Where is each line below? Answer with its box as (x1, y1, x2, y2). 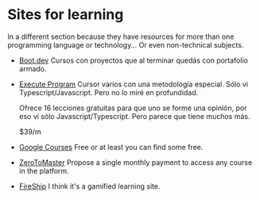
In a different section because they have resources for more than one (7, 32, 235, 41)
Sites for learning (7, 6, 124, 24)
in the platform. (18, 166, 69, 175)
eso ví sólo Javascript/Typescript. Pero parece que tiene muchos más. (18, 111, 250, 121)
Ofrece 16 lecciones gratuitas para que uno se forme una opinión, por (18, 103, 247, 113)
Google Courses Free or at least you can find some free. (18, 142, 204, 151)
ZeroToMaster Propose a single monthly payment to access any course (18, 157, 253, 167)
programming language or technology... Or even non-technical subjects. (7, 40, 244, 49)
